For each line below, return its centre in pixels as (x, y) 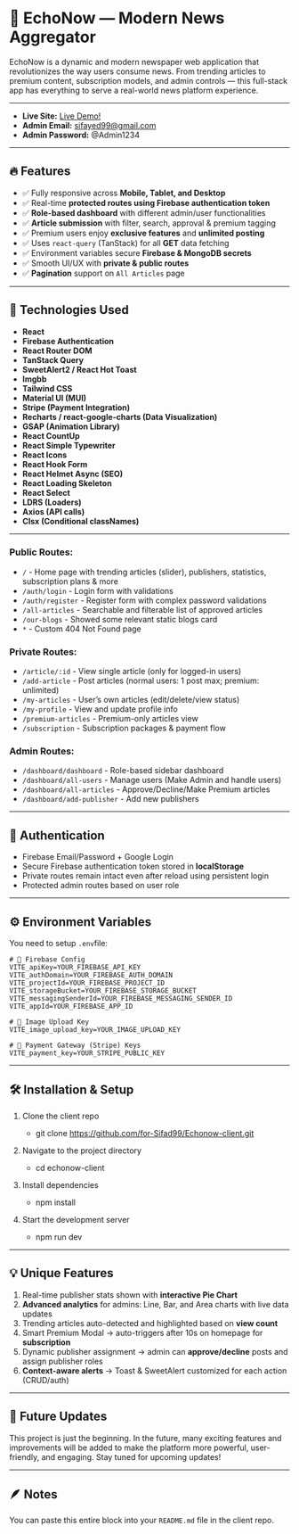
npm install (55, 1202)
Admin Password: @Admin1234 (81, 135)
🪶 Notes (33, 1494)
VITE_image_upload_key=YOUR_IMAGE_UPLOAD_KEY (95, 1030)
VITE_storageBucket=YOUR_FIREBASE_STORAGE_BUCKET (103, 991)
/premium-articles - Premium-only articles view (110, 719)
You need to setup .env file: (59, 944)
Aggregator (53, 37)
